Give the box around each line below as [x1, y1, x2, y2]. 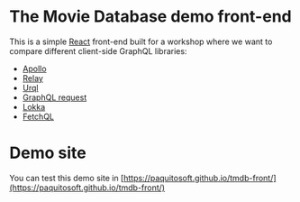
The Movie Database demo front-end [9, 6, 292, 27]
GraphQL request [22, 92, 87, 103]
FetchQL [22, 111, 55, 122]
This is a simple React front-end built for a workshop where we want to [9, 36, 273, 47]
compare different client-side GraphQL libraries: [9, 45, 187, 56]
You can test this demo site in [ [9, 172, 124, 183]
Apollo [22, 63, 47, 74]
